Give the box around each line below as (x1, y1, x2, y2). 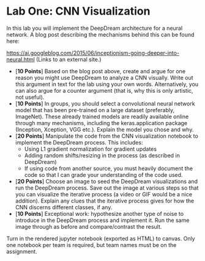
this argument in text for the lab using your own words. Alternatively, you (15, 80, 199, 88)
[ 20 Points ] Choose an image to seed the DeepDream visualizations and (15, 177, 198, 185)
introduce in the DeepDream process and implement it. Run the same (15, 216, 190, 224)
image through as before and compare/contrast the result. (15, 223, 162, 230)
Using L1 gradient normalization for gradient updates (24, 145, 157, 152)
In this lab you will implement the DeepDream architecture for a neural (6, 24, 183, 32)
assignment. (6, 248, 38, 255)
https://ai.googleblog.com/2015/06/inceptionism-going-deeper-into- (6, 49, 179, 56)
